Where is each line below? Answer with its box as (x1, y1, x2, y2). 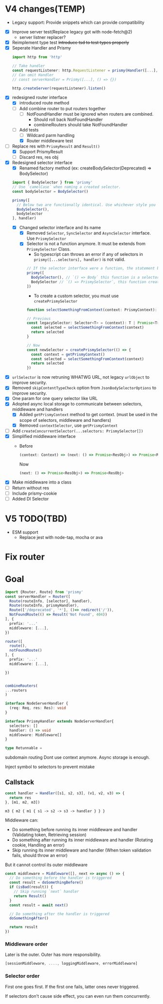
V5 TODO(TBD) (5, 513, 67, 524)
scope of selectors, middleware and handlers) (19, 417, 112, 423)
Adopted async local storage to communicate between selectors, (12, 401, 143, 407)
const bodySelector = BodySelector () (12, 189, 89, 194)
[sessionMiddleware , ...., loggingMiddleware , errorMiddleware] (5, 961, 138, 966)
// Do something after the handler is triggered (9, 911, 110, 916)
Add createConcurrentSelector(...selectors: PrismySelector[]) (12, 428, 144, 434)
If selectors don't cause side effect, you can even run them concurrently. (5, 993, 151, 999)
